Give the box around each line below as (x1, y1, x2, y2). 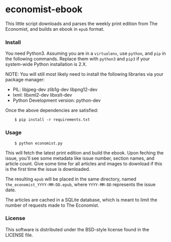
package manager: (5, 77, 45, 83)
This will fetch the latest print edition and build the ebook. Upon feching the (5, 149, 164, 156)
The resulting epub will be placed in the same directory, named (5, 175, 136, 182)
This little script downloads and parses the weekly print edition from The (5, 20, 158, 27)
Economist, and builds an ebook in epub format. (5, 26, 105, 32)
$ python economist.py (14, 141, 63, 146)
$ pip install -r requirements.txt (14, 117, 90, 122)
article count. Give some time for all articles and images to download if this (5, 160, 162, 167)
